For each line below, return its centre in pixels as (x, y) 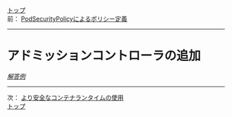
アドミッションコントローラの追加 (104, 56)
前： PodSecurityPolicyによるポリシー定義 (67, 19)
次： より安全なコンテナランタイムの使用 (66, 97)
